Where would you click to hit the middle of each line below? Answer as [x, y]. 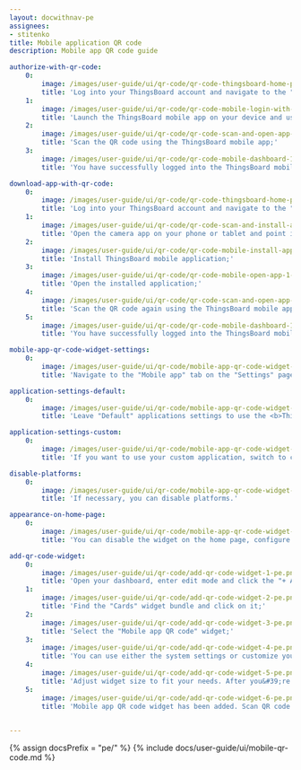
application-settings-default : [68, 391]
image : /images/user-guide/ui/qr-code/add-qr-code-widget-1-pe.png [170, 573]
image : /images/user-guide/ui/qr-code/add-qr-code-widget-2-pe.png [170, 598]
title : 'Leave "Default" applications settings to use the [154, 416]
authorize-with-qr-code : [56, 67]
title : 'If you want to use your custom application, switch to [164, 457]
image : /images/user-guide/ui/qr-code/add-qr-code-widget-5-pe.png [170, 673]
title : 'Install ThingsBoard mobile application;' [138, 258]
